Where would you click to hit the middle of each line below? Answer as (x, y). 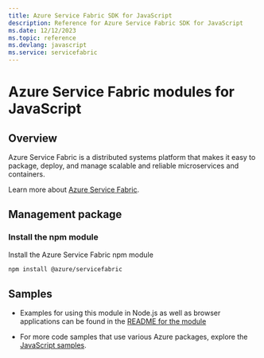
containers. (27, 174)
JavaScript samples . (53, 345)
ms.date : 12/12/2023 (43, 30)
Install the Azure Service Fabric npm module (81, 255)
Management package (65, 214)
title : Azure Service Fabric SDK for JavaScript (90, 16)
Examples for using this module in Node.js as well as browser (120, 313)
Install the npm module (54, 237)
